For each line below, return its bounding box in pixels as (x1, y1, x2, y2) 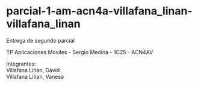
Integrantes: (6, 60, 36, 67)
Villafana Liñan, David (6, 66, 60, 73)
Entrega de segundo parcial (6, 37, 75, 44)
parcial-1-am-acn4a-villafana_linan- (6, 4, 193, 18)
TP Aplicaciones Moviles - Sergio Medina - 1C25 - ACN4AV (6, 48, 153, 55)
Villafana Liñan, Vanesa (6, 73, 64, 80)
